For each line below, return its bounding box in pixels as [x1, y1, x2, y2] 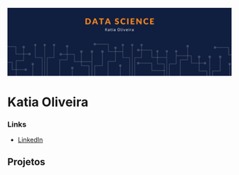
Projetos [7, 156, 46, 168]
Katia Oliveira [7, 94, 89, 110]
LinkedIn [17, 136, 43, 144]
